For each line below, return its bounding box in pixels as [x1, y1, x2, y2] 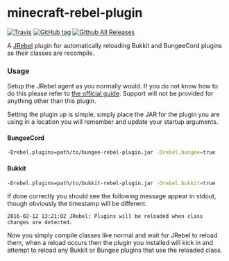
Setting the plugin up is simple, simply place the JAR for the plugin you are [7, 110, 220, 119]
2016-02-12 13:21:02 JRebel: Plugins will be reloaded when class [7, 213, 203, 220]
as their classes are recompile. [7, 49, 95, 57]
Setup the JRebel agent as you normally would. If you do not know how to [7, 82, 219, 90]
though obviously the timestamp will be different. [7, 200, 147, 208]
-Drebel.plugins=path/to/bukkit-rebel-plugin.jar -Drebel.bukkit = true [7, 180, 216, 187]
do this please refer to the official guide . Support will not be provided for [7, 89, 214, 98]
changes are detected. [7, 219, 73, 226]
